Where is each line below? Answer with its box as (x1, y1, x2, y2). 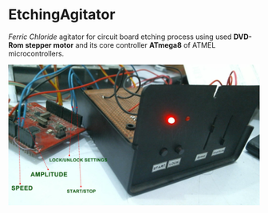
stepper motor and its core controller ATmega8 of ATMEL (25, 40, 216, 49)
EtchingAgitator (8, 6, 116, 24)
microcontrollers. (8, 48, 65, 58)
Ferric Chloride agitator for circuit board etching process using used (8, 32, 232, 41)
